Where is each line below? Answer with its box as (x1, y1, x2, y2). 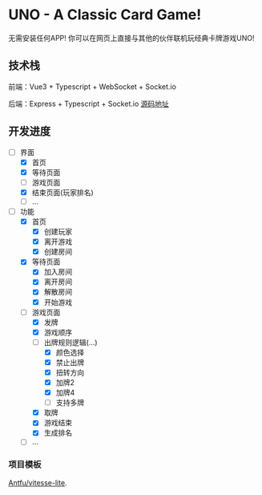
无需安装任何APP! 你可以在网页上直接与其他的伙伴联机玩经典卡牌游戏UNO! (8, 33, 255, 43)
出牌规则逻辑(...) (43, 337, 98, 347)
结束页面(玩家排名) (31, 187, 94, 197)
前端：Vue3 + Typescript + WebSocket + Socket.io (8, 82, 176, 91)
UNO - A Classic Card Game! (8, 6, 202, 24)
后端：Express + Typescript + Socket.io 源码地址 (8, 99, 170, 108)
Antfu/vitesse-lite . (8, 477, 67, 487)
